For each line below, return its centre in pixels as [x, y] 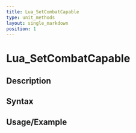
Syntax [20, 101]
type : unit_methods [31, 18]
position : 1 [21, 29]
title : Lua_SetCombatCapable [43, 12]
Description [29, 81]
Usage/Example [37, 122]
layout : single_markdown [37, 23]
